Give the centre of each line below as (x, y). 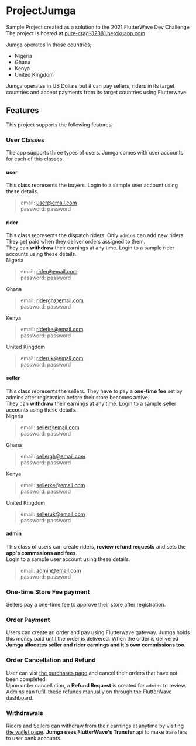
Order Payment (28, 620)
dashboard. (20, 697)
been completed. (27, 679)
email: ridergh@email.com (52, 300)
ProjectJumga (41, 11)
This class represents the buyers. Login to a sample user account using (92, 185)
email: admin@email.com (51, 570)
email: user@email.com (49, 203)
